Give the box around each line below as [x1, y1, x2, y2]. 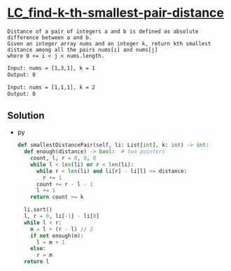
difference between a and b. [7, 34, 92, 41]
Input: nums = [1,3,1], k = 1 [7, 64, 96, 71]
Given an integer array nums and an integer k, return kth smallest [7, 40, 211, 47]
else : [30, 245, 47, 252]
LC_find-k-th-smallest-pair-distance [7, 5, 225, 21]
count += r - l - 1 [36, 180, 93, 188]
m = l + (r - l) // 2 [30, 226, 93, 233]
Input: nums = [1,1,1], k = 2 [7, 84, 96, 91]
